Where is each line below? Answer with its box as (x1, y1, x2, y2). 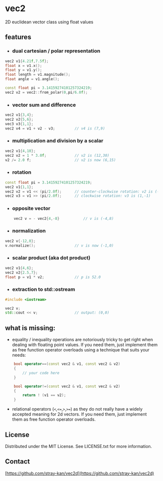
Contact (5, 457, 30, 466)
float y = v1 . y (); (5, 67, 42, 73)
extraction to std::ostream (12, 286, 75, 293)
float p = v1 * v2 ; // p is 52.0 (5, 275, 101, 280)
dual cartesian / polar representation (12, 48, 100, 54)
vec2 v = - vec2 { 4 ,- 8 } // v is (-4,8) (14, 216, 114, 221)
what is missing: (5, 324, 56, 332)
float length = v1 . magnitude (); (5, 72, 70, 77)
